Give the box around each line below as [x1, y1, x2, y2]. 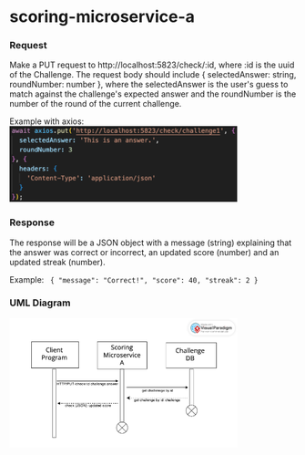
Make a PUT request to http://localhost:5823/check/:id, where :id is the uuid [9, 59, 295, 70]
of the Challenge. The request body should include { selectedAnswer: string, [9, 69, 297, 80]
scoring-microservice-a [9, 6, 196, 27]
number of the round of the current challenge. [9, 98, 182, 109]
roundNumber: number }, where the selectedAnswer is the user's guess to [9, 79, 289, 90]
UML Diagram [9, 296, 71, 309]
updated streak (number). [9, 256, 107, 267]
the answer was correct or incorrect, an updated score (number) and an [9, 246, 280, 257]
